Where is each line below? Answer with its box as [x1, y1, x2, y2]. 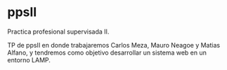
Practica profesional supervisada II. [7, 27, 110, 36]
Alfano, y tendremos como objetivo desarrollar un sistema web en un [7, 48, 207, 57]
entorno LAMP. [7, 55, 51, 64]
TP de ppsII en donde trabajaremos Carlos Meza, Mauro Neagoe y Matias [7, 41, 220, 49]
